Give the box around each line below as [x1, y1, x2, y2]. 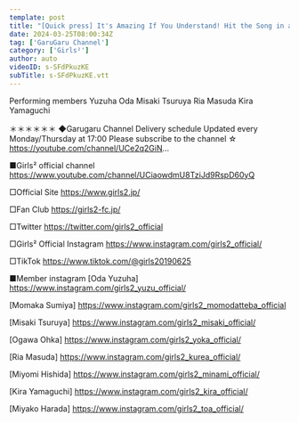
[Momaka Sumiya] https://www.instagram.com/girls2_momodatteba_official [9, 299, 287, 310]
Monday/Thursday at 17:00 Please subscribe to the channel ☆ [9, 133, 238, 143]
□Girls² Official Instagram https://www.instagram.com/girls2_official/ [9, 238, 263, 249]
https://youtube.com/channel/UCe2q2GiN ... [9, 142, 170, 153]
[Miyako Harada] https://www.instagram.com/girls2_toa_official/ [9, 403, 245, 414]
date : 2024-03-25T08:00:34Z [9, 29, 114, 38]
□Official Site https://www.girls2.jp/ [9, 186, 141, 197]
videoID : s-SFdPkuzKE [9, 63, 90, 72]
